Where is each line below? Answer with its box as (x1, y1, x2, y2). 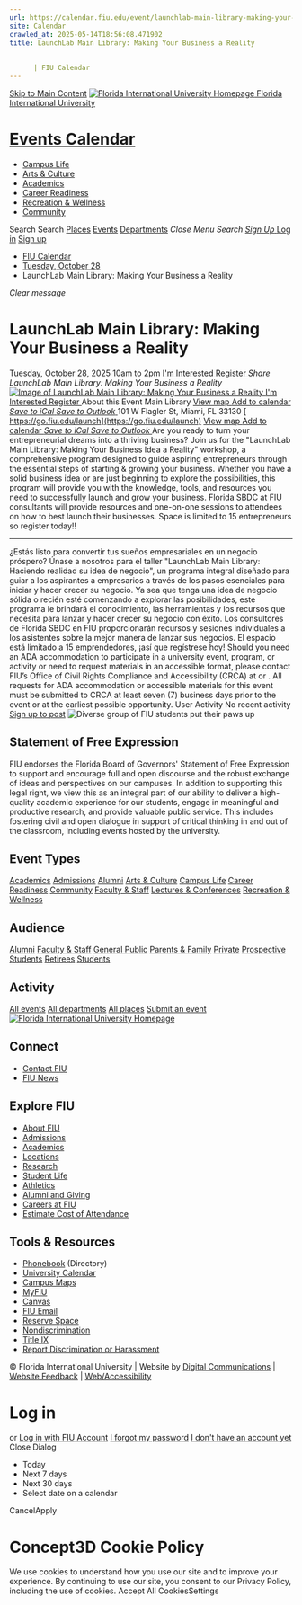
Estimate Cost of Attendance (22, 1208, 129, 1219)
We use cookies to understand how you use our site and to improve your (9, 1566, 279, 1577)
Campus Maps (22, 1277, 76, 1288)
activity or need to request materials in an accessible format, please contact (9, 661, 291, 671)
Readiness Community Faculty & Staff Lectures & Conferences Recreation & (9, 884, 290, 895)
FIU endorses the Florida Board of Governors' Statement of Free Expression (9, 758, 290, 769)
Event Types (9, 851, 81, 866)
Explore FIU (9, 1098, 75, 1114)
